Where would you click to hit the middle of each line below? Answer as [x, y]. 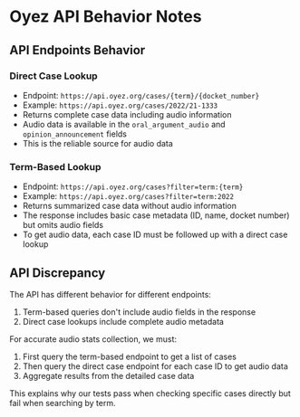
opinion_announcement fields [75, 134]
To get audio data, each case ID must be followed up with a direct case [155, 235]
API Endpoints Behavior [77, 50]
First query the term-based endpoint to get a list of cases [130, 356]
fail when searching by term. [63, 403]
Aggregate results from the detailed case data [108, 375]
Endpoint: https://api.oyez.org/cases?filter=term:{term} [133, 186]
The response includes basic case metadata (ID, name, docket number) [156, 215]
